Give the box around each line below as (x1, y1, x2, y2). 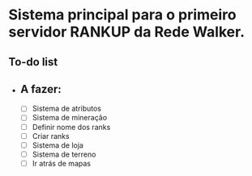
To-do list (8, 55, 58, 69)
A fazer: (19, 82, 62, 96)
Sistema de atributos (32, 103, 101, 114)
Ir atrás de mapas (32, 158, 92, 168)
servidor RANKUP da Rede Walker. (8, 23, 246, 41)
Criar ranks (32, 131, 70, 140)
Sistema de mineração (32, 113, 108, 123)
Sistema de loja (32, 140, 83, 150)
